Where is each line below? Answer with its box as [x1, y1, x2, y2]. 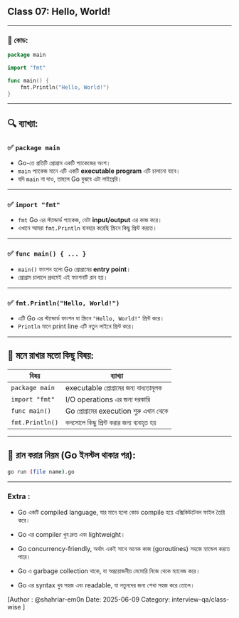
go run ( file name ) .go [7, 468, 75, 476]
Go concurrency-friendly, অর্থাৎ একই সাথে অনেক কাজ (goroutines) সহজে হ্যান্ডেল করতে [17, 544, 230, 552]
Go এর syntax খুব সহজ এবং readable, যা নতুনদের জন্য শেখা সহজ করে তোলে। [17, 580, 195, 590]
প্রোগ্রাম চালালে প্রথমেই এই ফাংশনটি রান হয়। [17, 273, 108, 281]
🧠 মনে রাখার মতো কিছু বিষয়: [7, 350, 94, 362]
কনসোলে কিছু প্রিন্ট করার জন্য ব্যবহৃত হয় [65, 417, 156, 427]
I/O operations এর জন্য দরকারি [65, 394, 151, 404]
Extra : [7, 491, 31, 501]
